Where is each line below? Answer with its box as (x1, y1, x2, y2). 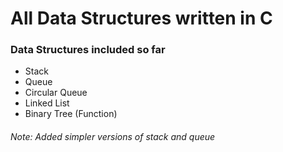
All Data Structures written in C (10, 7, 273, 30)
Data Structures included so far (10, 43, 166, 57)
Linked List (24, 97, 70, 109)
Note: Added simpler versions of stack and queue (10, 131, 216, 143)
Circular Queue (24, 87, 88, 99)
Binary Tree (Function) (24, 108, 118, 120)
